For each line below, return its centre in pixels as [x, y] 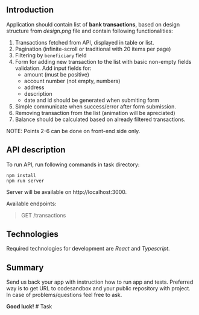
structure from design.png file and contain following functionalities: [90, 31]
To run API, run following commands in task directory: [73, 164]
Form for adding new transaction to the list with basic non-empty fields [103, 61]
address [34, 87]
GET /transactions [43, 215]
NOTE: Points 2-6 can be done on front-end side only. [73, 131]
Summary [25, 267]
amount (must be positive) [56, 74]
